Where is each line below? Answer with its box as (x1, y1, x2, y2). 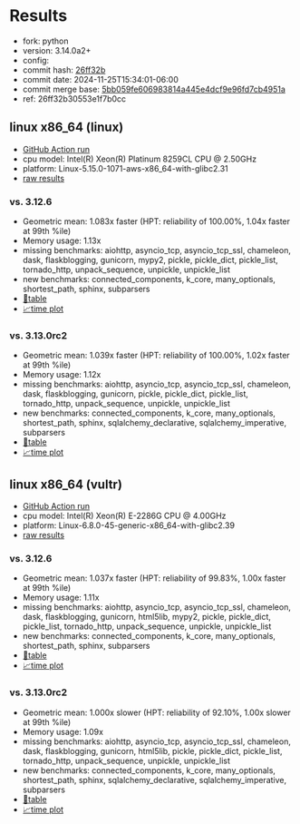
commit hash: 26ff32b (22, 64, 106, 75)
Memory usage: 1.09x (22, 726, 104, 737)
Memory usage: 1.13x (22, 235, 102, 246)
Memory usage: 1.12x (22, 369, 102, 380)
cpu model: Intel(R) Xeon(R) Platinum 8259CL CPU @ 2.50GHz (22, 153, 256, 164)
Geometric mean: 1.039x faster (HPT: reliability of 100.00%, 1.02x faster (22, 350, 290, 361)
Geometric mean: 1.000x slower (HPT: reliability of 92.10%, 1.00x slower (22, 707, 292, 718)
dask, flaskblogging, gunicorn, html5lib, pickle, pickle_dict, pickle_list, (22, 745, 283, 756)
